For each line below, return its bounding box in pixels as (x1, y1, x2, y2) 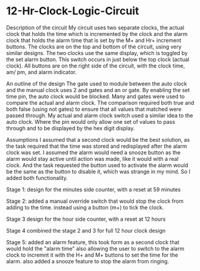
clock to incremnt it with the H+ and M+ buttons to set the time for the (6, 251, 179, 258)
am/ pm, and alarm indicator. (6, 68, 77, 75)
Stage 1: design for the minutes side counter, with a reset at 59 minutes (6, 185, 181, 193)
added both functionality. (6, 174, 68, 181)
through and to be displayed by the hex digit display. (6, 124, 136, 132)
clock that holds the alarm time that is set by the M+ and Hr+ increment (6, 36, 181, 44)
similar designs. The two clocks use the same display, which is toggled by (6, 49, 188, 56)
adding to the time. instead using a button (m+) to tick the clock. (6, 203, 164, 211)
